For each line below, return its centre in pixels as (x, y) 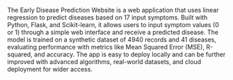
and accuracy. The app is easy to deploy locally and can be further (130, 54)
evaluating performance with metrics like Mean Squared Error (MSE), (106, 47)
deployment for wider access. (50, 69)
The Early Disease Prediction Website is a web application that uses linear (113, 10)
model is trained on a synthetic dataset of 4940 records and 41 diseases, (112, 40)
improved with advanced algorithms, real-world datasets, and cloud (104, 62)
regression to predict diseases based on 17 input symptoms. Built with (107, 17)
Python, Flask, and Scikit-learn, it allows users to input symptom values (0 (113, 25)
